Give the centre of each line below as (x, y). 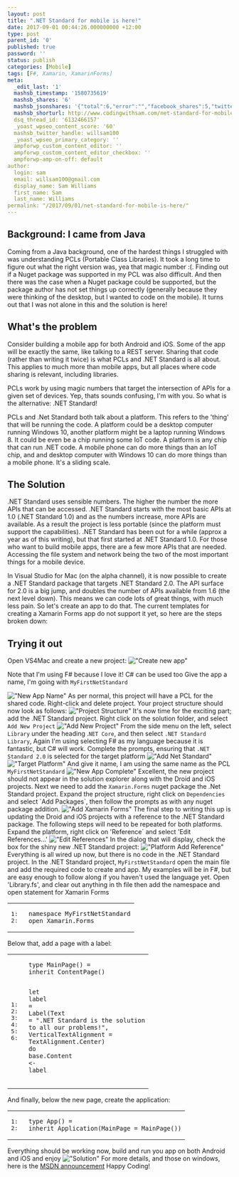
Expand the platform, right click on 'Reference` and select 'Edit (99, 832)
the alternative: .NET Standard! (53, 403)
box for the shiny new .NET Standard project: (73, 847)
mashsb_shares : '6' (43, 100)
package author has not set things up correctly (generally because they (112, 289)
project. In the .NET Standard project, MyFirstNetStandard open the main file (118, 862)
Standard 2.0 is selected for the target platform (76, 756)
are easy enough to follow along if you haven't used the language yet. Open (118, 877)
